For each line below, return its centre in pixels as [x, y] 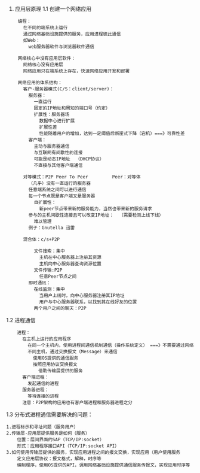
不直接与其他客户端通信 [58, 165]
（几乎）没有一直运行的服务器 [60, 183]
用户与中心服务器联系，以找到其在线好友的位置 [88, 302]
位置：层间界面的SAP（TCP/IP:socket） [61, 439]
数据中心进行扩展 [57, 121]
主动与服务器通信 [52, 146]
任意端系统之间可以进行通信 [57, 190]
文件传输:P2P [48, 270]
